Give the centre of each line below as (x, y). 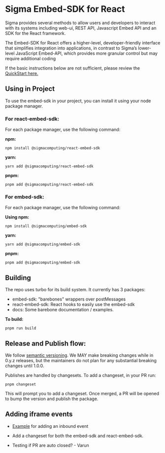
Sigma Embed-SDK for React (65, 9)
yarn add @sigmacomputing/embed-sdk (43, 245)
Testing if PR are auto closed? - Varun (51, 445)
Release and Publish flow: (46, 343)
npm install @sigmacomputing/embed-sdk (46, 226)
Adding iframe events (39, 414)
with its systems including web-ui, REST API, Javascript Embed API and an (81, 28)
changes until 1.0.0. (25, 366)
